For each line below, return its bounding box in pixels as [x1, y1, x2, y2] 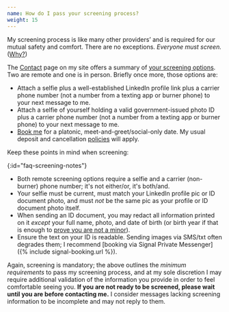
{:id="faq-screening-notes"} [7, 161, 87, 169]
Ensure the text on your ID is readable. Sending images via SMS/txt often [16, 232, 222, 241]
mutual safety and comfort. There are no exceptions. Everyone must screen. [7, 43, 222, 51]
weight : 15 [7, 16, 38, 23]
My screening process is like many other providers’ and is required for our [7, 35, 215, 43]
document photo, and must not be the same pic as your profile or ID [16, 196, 208, 204]
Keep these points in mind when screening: [7, 148, 129, 156]
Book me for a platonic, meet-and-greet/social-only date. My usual [16, 128, 206, 136]
